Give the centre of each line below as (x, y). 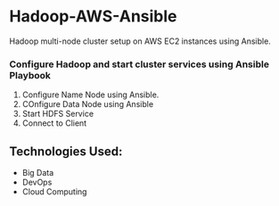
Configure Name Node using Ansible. (90, 95)
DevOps (37, 182)
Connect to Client (54, 123)
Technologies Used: (66, 151)
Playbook (30, 75)
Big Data (38, 173)
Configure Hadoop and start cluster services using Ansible (139, 64)
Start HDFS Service (58, 114)
